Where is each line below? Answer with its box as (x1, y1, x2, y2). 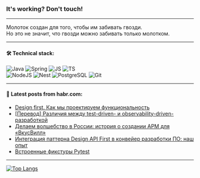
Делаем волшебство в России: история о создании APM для (14, 122, 170, 129)
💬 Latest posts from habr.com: (6, 91, 83, 98)
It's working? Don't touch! (6, 5, 83, 13)
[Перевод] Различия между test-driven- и (14, 110, 121, 117)
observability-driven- (121, 110, 174, 117)
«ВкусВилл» (14, 129, 46, 136)
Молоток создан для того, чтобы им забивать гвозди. (6, 24, 143, 31)
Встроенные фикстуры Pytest (14, 148, 90, 155)
